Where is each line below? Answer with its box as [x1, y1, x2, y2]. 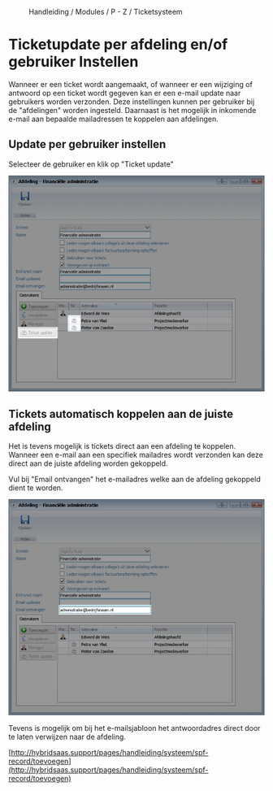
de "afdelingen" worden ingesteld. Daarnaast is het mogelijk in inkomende [8, 105, 257, 115]
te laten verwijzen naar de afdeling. [8, 732, 126, 742]
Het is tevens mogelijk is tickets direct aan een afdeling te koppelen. [8, 441, 236, 451]
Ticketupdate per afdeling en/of [8, 36, 228, 54]
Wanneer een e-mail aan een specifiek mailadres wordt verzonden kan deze [8, 450, 264, 460]
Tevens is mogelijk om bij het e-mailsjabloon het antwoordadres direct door [8, 724, 261, 733]
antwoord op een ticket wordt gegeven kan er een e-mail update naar [8, 88, 241, 98]
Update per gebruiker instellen [8, 137, 167, 151]
